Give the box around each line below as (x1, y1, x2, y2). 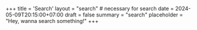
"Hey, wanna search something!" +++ (5, 18, 99, 24)
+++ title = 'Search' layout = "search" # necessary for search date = (5, 5, 174, 12)
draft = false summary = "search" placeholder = (65, 11, 183, 18)
